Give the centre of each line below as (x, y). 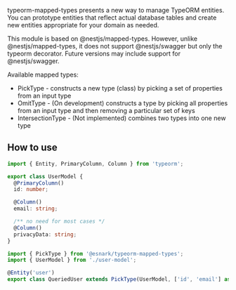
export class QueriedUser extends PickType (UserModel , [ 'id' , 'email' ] (114, 279)
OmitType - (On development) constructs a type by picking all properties (123, 103)
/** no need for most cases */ (59, 222)
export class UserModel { (45, 176)
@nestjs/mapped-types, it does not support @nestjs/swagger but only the (115, 46)
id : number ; (31, 190)
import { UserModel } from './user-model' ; (72, 260)
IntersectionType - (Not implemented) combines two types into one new (122, 118)
